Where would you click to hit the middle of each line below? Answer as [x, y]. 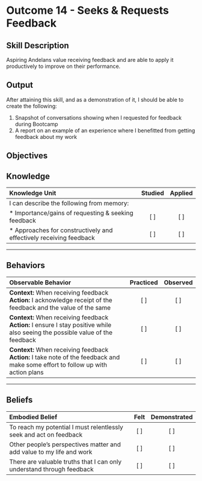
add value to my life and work [51, 452]
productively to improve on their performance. [63, 66]
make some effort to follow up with [58, 364]
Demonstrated [172, 417]
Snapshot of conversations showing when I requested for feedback [98, 117]
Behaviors [26, 265]
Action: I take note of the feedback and [65, 357]
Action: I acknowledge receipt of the [61, 300]
